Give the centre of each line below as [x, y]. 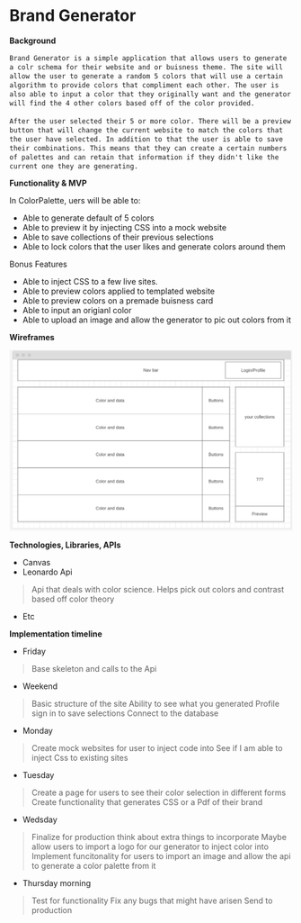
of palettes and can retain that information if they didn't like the [144, 157]
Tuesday [38, 775]
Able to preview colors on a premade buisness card [118, 300]
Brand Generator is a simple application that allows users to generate [148, 58]
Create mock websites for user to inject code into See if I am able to [157, 748]
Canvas [36, 563]
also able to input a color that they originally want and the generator [150, 94]
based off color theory [73, 599]
